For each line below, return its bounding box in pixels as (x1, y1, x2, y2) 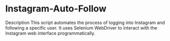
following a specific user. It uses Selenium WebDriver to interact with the (5, 24, 158, 30)
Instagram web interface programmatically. (5, 30, 96, 36)
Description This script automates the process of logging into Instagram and (5, 19, 165, 25)
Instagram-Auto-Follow (5, 3, 107, 14)
